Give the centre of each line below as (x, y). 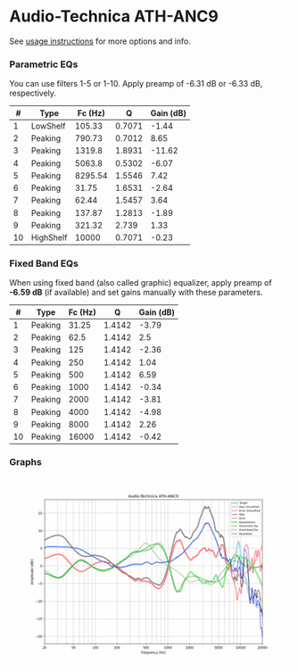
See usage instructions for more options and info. (100, 41)
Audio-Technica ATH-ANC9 (114, 17)
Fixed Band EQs (44, 263)
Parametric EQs (44, 64)
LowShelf (48, 126)
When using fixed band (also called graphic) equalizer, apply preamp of (141, 283)
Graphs (25, 462)
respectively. (33, 93)
